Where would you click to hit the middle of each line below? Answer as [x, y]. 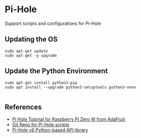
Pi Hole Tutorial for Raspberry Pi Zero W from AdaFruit [68, 119]
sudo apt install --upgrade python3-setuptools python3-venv [70, 87]
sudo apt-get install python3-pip [41, 83]
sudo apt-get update [27, 51]
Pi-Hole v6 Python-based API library [50, 130]
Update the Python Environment [56, 71]
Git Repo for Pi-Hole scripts [41, 125]
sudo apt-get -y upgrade [31, 55]
